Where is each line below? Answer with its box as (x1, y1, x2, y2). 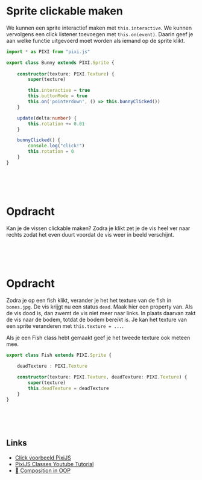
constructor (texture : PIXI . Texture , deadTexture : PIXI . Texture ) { (17, 374, 188, 380)
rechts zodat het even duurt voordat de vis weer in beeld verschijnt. (6, 231, 175, 238)
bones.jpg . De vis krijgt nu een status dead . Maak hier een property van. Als (6, 303, 193, 310)
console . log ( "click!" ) (28, 143, 85, 149)
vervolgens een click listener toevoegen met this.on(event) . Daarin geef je (6, 30, 194, 37)
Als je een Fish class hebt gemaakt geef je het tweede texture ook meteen (6, 334, 191, 341)
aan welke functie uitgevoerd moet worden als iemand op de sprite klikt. (6, 37, 185, 44)
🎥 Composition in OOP (14, 467, 71, 474)
